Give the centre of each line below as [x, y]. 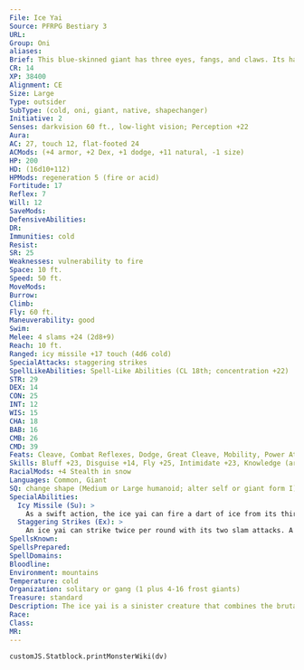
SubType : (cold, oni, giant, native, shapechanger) [109, 110]
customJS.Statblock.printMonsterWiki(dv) [89, 656]
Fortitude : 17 [36, 186]
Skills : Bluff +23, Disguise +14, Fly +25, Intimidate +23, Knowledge [145, 463]
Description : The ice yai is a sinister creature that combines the [141, 607]
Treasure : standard [46, 598]
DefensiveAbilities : [48, 219]
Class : [22, 623]
